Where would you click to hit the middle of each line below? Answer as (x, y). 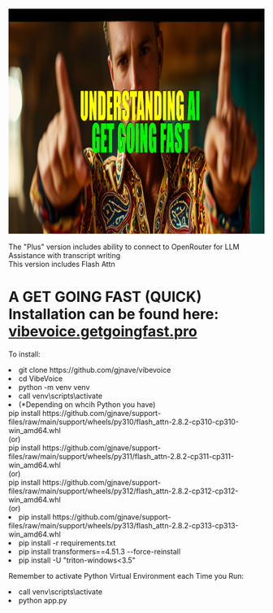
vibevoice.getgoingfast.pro (103, 332)
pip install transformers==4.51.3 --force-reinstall (100, 551)
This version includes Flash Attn (62, 264)
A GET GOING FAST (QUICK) (105, 297)
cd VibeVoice (41, 379)
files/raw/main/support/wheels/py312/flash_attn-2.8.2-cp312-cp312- (123, 491)
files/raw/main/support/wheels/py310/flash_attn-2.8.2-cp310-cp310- (124, 422)
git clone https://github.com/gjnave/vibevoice (95, 370)
